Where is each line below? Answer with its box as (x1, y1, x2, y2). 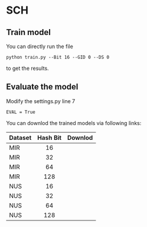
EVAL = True (6, 109, 35, 115)
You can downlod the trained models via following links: (6, 119, 142, 126)
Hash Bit (37, 133, 62, 142)
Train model (6, 27, 51, 37)
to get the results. (6, 65, 49, 72)
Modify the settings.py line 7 (6, 97, 76, 104)
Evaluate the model (6, 82, 79, 92)
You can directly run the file (6, 43, 74, 50)
